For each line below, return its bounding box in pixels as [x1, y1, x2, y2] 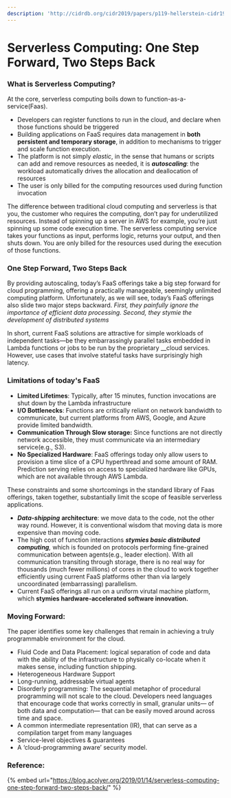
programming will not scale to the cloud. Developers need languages [16, 692, 212, 700]
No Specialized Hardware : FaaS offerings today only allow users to [16, 450, 208, 458]
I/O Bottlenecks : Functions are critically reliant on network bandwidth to [16, 406, 222, 414]
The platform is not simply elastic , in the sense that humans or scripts [16, 153, 214, 161]
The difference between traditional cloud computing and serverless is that [7, 202, 217, 211]
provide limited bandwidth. [16, 420, 93, 429]
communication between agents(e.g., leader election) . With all [16, 550, 194, 558]
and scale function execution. [16, 145, 101, 153]
